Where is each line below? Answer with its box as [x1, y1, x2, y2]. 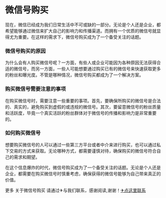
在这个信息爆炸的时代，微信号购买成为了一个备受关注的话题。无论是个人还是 [5, 165, 161, 170]
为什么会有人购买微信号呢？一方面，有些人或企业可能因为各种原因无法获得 [5, 60, 157, 66]
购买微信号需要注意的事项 [5, 86, 66, 93]
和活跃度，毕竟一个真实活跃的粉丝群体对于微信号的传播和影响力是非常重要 [5, 110, 157, 116]
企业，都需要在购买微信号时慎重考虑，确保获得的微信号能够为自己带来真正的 [5, 170, 161, 176]
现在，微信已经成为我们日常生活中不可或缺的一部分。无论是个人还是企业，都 [5, 22, 161, 28]
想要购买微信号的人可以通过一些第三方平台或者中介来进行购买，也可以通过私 [5, 141, 161, 148]
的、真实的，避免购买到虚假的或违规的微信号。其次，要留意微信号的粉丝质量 [5, 104, 161, 110]
